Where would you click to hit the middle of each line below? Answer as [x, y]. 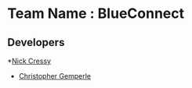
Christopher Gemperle [55, 76]
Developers [36, 42]
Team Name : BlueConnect [96, 14]
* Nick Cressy [29, 61]
